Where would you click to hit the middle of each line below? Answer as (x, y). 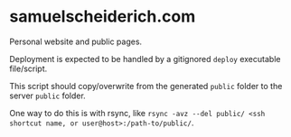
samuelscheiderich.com (103, 17)
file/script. (28, 68)
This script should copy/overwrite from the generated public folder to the (146, 86)
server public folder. (47, 96)
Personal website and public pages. (76, 41)
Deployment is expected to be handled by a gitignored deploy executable (145, 59)
